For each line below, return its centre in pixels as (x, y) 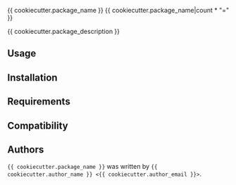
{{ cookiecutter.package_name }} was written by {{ (82, 167)
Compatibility (38, 125)
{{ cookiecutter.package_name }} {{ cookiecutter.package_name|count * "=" (118, 10)
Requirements (39, 102)
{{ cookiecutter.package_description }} (64, 31)
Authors (26, 149)
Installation (32, 77)
